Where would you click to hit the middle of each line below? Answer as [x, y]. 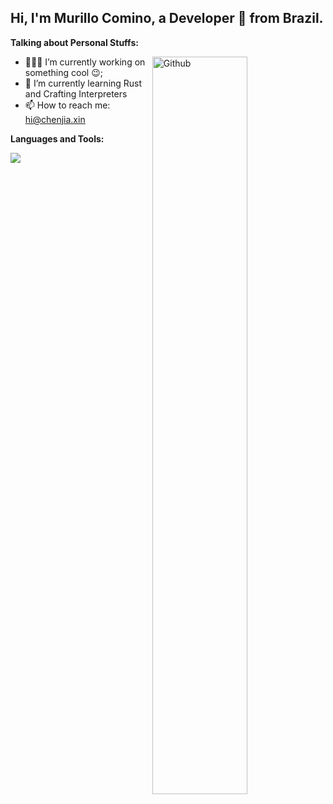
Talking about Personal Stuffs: [74, 42]
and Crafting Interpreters [76, 93]
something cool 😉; [63, 72]
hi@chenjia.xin [55, 119]
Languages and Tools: [57, 138]
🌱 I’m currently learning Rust [83, 83]
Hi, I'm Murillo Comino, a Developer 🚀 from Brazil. [167, 18]
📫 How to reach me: [67, 105]
